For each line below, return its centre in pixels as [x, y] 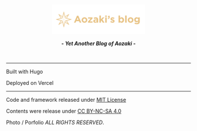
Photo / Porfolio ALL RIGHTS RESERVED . [55, 122]
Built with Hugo [25, 71]
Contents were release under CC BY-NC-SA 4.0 [64, 111]
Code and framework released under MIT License [66, 99]
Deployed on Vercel [30, 82]
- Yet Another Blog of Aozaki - [98, 43]
